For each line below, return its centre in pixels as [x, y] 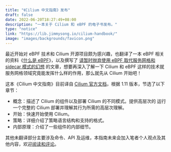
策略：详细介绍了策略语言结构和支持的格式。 [60, 120]
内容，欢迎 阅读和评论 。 [34, 144]
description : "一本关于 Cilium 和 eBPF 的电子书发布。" [61, 24]
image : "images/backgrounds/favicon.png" [50, 39]
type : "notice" [21, 29]
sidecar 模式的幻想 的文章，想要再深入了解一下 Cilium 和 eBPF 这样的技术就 [85, 67]
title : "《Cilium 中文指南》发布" [38, 10]
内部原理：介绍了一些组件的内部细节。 [53, 126]
